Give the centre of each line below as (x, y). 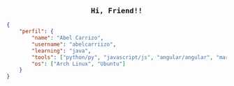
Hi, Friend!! (117, 11)
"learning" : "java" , (61, 51)
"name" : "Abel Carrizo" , (68, 38)
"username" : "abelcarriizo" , (74, 44)
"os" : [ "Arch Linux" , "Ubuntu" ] (79, 64)
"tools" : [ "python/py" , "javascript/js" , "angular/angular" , (123, 57)
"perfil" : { (36, 32)
